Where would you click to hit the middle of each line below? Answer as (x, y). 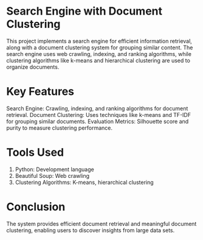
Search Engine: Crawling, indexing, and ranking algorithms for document (97, 108)
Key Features (40, 92)
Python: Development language (54, 169)
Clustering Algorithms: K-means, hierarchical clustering (84, 182)
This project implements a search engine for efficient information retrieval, (99, 41)
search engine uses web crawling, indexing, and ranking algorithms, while (99, 54)
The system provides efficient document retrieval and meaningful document (101, 224)
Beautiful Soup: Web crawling (52, 175)
